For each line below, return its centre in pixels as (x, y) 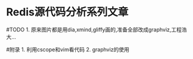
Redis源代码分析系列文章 (67, 12)
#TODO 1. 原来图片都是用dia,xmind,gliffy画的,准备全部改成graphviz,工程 (94, 29)
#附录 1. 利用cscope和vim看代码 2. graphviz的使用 (68, 49)
